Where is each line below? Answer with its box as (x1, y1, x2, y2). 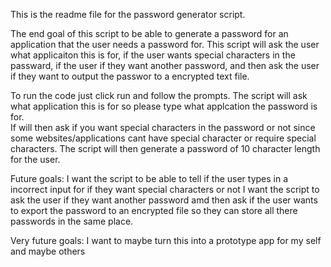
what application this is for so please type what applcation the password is (10, 100, 318, 112)
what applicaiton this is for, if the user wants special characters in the (10, 49, 296, 61)
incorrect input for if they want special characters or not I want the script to (10, 184, 320, 195)
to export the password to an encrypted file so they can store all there (10, 205, 298, 216)
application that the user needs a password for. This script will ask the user (10, 39, 320, 50)
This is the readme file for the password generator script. (10, 9, 246, 20)
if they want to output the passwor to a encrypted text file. (10, 70, 250, 82)
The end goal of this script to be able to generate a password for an (10, 28, 289, 39)
